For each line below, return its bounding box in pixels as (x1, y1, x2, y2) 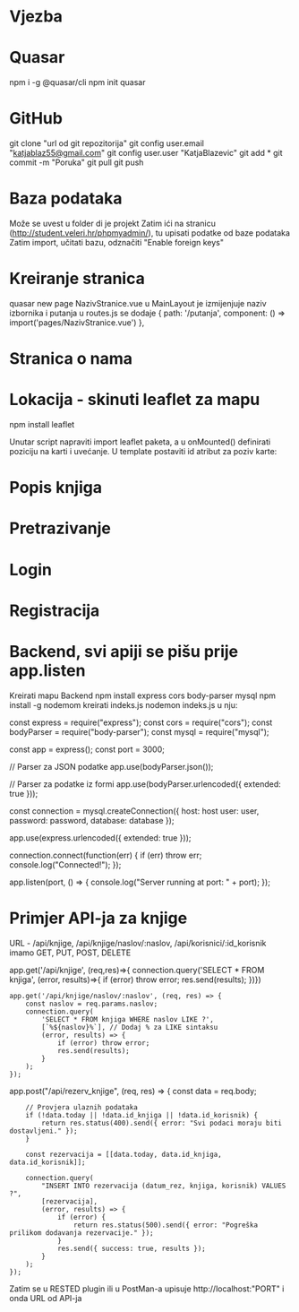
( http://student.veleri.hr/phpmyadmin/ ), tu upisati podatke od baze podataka (9, 228, 291, 238)
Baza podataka (9, 188, 123, 209)
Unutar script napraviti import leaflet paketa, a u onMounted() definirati (9, 436, 271, 447)
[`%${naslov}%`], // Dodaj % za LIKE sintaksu (41, 1023, 218, 1031)
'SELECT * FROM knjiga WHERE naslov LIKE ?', (41, 1014, 215, 1023)
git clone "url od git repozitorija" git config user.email (9, 138, 204, 149)
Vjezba (9, 6, 63, 27)
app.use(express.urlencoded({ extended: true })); (9, 832, 192, 843)
